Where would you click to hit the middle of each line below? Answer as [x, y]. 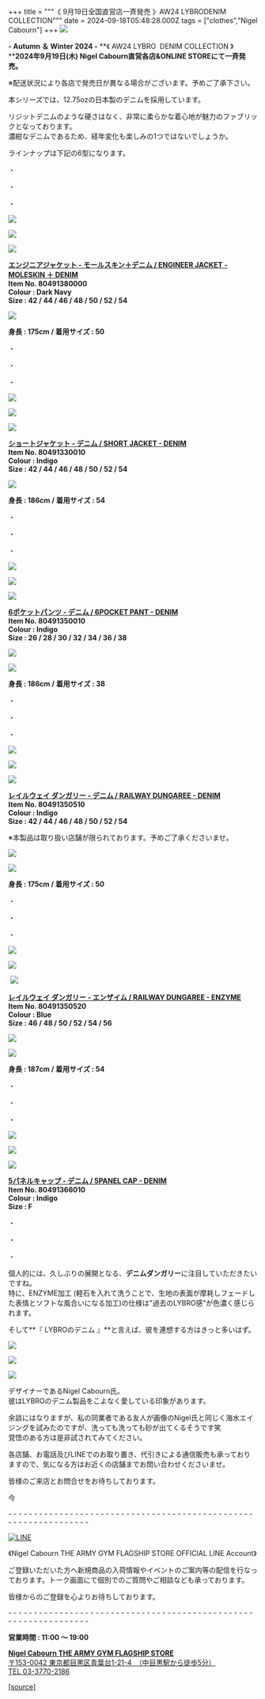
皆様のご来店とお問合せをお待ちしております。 [84, 1481]
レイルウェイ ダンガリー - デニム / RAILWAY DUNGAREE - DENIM [115, 795]
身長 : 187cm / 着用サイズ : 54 [57, 1069]
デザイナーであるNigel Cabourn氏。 [66, 1391]
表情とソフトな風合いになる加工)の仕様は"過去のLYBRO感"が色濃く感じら [134, 1303]
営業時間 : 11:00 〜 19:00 [49, 1637]
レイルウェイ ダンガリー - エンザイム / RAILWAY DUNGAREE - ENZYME [125, 997]
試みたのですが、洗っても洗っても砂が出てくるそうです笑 [128, 1428]
